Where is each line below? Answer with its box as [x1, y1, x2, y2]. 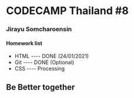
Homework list [6, 39, 43, 46]
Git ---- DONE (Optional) [14, 59, 75, 66]
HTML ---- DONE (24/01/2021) [14, 53, 89, 60]
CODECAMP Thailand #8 [6, 4, 129, 18]
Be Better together [6, 82, 75, 92]
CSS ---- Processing [14, 65, 65, 72]
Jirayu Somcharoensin [6, 25, 72, 33]
